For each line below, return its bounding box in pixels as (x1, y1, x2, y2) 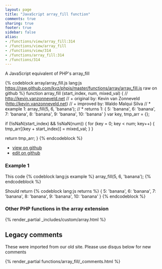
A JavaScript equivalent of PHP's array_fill (5, 70, 90, 76)
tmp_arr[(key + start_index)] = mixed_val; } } (5, 126, 94, 132)
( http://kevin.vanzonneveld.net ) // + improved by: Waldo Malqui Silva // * (5, 101, 151, 107)
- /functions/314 (5, 57, 40, 62)
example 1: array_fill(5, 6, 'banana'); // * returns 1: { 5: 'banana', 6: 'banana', (5, 106, 156, 112)
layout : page (5, 7, 32, 12)
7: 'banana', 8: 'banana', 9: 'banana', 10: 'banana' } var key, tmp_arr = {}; (5, 111, 150, 117)
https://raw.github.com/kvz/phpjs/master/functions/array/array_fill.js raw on (5, 85, 158, 91)
